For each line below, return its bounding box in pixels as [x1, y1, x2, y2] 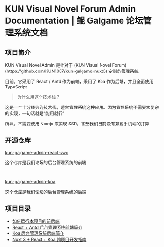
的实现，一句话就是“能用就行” [5, 110, 65, 116]
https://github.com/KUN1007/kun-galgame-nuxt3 [6, 68, 106, 74]
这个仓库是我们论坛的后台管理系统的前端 [5, 159, 86, 165]
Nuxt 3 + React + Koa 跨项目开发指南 [12, 236, 87, 242]
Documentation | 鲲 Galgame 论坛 [5, 16, 143, 26]
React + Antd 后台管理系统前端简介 [12, 224, 83, 230]
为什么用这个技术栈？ [17, 94, 60, 100]
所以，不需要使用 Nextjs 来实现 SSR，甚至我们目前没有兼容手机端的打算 [5, 121, 150, 126]
